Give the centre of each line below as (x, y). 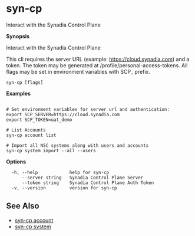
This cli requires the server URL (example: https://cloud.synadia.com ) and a (98, 59)
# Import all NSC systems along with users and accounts (77, 145)
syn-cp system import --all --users (51, 150)
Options (16, 162)
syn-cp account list (32, 135)
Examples (19, 93)
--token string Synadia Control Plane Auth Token (88, 183)
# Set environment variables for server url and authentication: (88, 109)
